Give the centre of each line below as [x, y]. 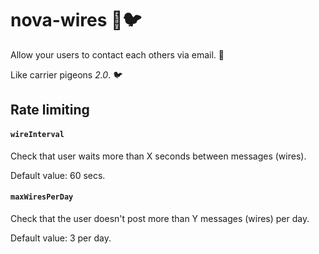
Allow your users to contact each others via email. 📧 [117, 54]
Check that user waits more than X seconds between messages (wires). [158, 156]
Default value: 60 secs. [58, 175]
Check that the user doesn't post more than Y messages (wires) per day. [160, 218]
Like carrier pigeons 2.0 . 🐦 [66, 74]
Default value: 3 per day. [61, 238]
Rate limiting [50, 110]
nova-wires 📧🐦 [76, 20]
